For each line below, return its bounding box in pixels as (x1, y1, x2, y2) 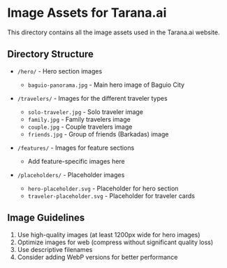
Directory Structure (7, 48, 94, 60)
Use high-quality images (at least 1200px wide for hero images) (17, 230, 200, 239)
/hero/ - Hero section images (17, 66, 103, 75)
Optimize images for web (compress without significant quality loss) (17, 238, 214, 246)
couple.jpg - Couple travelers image (27, 122, 133, 131)
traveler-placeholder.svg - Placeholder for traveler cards (27, 191, 196, 200)
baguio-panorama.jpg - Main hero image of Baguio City (27, 80, 185, 89)
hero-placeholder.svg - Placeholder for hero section (27, 184, 179, 192)
